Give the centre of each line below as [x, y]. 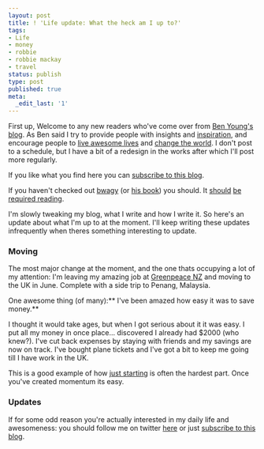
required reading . [36, 199]
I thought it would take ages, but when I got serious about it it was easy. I [126, 324]
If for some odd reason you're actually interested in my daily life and [119, 419]
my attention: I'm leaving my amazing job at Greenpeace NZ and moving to [129, 277]
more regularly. [33, 160]
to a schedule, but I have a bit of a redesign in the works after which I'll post [131, 152]
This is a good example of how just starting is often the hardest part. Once [129, 373]
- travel [22, 67]
